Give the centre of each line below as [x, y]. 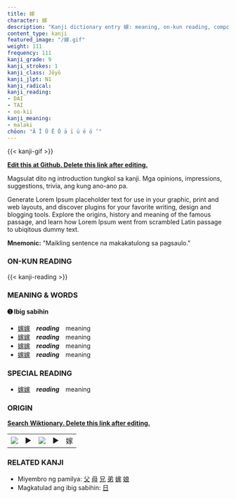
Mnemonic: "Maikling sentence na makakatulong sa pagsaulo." [99, 243]
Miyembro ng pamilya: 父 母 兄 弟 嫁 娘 [73, 479]
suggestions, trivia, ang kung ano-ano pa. [68, 186]
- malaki [20, 125]
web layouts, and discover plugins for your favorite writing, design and [109, 207]
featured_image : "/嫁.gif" [46, 40]
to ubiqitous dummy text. [43, 230]
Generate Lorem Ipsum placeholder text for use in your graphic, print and [113, 200]
